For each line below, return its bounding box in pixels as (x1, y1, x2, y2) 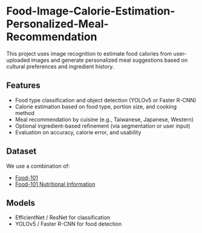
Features (6, 80, 41, 91)
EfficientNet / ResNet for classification (15, 214, 111, 222)
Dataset (6, 146, 37, 157)
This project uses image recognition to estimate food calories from (6, 50, 172, 57)
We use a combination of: (6, 162, 70, 169)
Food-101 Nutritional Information (15, 180, 96, 188)
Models (6, 198, 35, 208)
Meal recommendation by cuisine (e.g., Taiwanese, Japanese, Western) (15, 116, 194, 123)
